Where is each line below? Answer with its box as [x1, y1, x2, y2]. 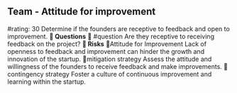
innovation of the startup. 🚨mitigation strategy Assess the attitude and [7, 55, 212, 63]
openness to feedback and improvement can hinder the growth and [7, 47, 204, 55]
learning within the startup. [7, 77, 87, 86]
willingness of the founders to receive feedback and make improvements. [7, 62, 222, 70]
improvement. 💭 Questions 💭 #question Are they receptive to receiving [7, 32, 215, 40]
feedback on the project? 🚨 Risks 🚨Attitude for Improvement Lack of [7, 39, 207, 48]
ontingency [7, 70, 44, 78]
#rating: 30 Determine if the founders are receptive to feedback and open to [7, 24, 231, 33]
